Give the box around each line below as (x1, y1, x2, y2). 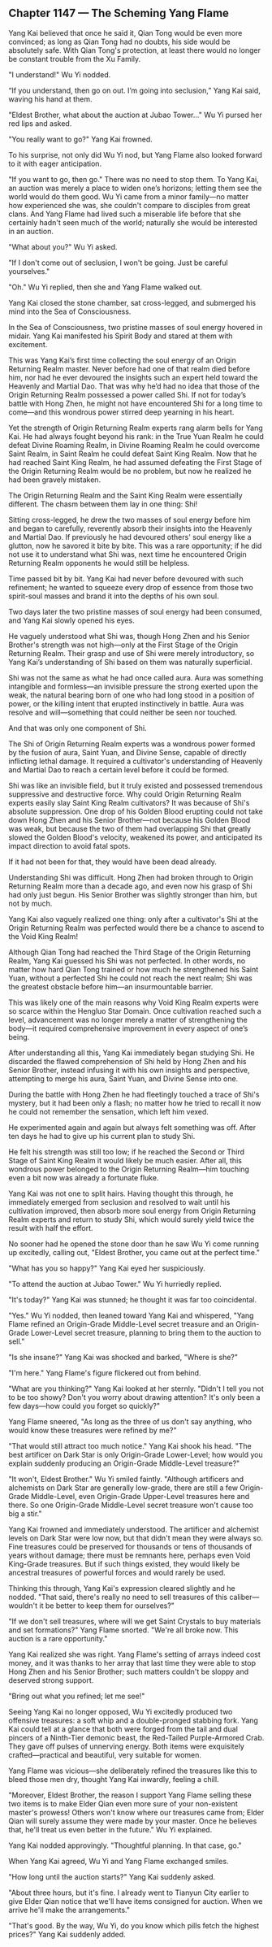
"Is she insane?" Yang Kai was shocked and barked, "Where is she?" (8, 1352, 238, 1362)
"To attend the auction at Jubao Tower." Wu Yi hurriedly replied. (8, 1279, 222, 1289)
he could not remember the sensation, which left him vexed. (8, 1106, 209, 1116)
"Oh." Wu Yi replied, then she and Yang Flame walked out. (8, 282, 203, 292)
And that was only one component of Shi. (8, 723, 148, 732)
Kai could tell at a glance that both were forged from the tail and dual (8, 1723, 238, 1734)
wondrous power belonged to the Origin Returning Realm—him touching (8, 1164, 250, 1174)
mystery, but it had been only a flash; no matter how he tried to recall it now (8, 1097, 261, 1108)
